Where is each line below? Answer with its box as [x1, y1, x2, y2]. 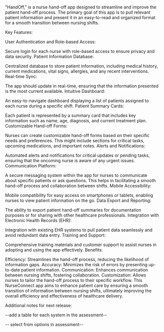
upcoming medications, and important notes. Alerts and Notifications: [5, 143, 145, 149]
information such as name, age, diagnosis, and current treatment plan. [5, 118, 147, 123]
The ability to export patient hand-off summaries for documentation [5, 207, 141, 213]
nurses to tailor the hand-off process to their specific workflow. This [5, 277, 143, 283]
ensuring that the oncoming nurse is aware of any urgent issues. [5, 158, 135, 164]
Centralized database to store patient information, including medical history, [5, 63, 158, 69]
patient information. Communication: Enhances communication [21, 267, 148, 273]
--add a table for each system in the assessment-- [5, 312, 107, 318]
